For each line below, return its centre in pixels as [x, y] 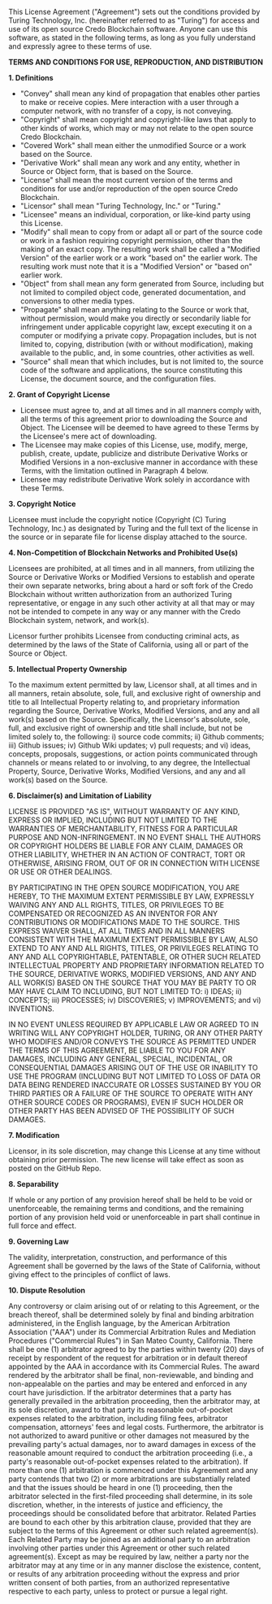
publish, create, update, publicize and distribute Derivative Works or [134, 453]
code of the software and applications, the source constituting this [131, 370]
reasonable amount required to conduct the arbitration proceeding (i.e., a [131, 1453]
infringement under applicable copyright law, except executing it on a [136, 327]
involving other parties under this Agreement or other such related [119, 1548]
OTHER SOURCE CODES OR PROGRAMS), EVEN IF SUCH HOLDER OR [126, 1102]
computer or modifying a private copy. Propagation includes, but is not [138, 336]
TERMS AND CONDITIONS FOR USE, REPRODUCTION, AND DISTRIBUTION [136, 62]
